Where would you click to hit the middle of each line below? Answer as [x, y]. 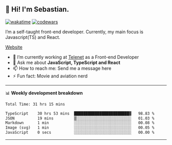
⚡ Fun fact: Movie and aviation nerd [50, 76]
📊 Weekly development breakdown [44, 93]
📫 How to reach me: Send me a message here [62, 68]
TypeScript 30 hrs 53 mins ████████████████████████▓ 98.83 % [80, 113]
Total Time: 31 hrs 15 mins [35, 104]
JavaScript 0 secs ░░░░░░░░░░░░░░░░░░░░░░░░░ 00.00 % [80, 133]
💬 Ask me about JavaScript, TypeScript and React [66, 63]
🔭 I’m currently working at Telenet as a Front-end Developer [76, 57]
